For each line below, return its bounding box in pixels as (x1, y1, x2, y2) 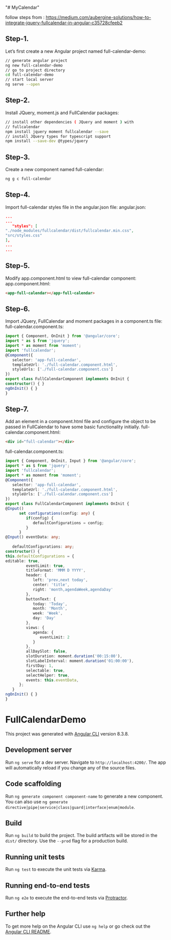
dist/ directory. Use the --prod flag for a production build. (5, 838, 128, 844)
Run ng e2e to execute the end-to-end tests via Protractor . (5, 894, 128, 901)
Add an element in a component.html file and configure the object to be (5, 419, 156, 425)
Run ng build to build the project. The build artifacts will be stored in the (5, 832, 158, 839)
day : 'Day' (32, 616, 56, 621)
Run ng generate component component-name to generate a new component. (5, 793, 164, 799)
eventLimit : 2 (39, 635, 70, 640)
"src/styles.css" (5, 233, 42, 238)
